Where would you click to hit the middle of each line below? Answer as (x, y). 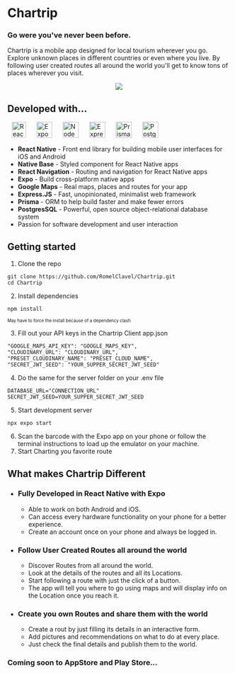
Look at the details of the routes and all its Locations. (105, 573)
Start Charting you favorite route (65, 452)
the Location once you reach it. (73, 595)
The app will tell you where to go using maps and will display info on (128, 588)
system (28, 217)
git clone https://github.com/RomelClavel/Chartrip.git (91, 277)
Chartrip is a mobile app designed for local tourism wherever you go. (108, 50)
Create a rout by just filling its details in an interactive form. (114, 629)
